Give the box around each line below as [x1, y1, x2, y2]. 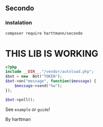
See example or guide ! [5, 106, 50, 112]
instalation [5, 19, 32, 26]
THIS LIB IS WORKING [5, 48, 98, 59]
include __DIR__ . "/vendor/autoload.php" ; [5, 69, 94, 74]
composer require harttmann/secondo [5, 30, 83, 36]
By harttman [5, 116, 31, 122]
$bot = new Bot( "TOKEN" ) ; [5, 74, 62, 79]
